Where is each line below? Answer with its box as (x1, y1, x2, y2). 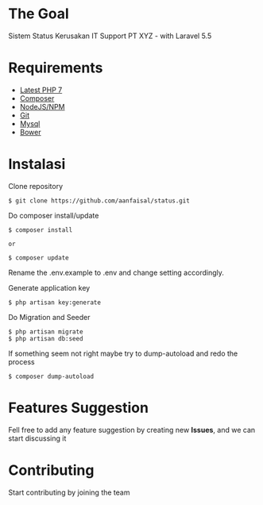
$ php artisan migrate (8, 327, 83, 336)
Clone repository (8, 181, 64, 191)
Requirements (8, 59, 103, 77)
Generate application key (8, 283, 91, 292)
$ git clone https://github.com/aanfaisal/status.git (8, 196, 191, 205)
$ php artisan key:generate (8, 299, 102, 306)
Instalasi (8, 156, 66, 173)
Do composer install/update (8, 210, 99, 220)
